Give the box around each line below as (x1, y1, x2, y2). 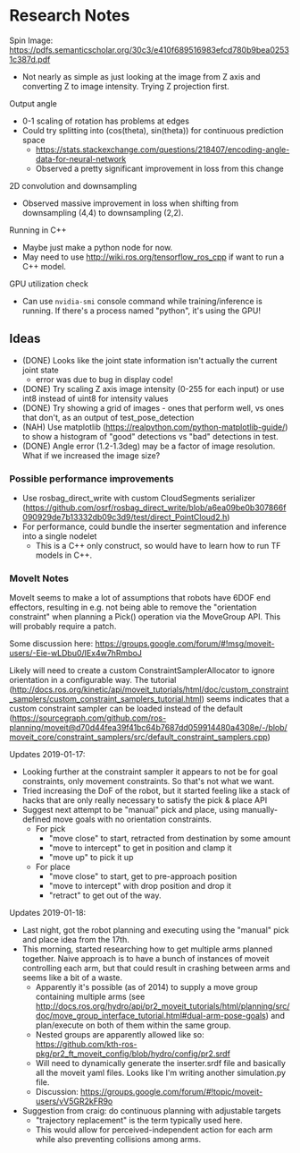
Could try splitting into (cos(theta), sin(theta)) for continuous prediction (21, 124, 284, 135)
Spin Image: (9, 35, 54, 46)
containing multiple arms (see (35, 991, 146, 1003)
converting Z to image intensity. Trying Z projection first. (21, 81, 229, 91)
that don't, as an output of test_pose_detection (21, 412, 195, 423)
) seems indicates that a (201, 694, 290, 705)
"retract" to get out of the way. (48, 890, 162, 901)
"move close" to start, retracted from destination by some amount (48, 833, 291, 844)
